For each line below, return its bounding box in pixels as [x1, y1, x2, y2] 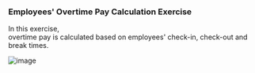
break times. [8, 41, 49, 50]
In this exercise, [8, 24, 59, 34]
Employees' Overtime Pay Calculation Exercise [8, 6, 192, 17]
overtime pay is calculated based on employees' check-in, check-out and [8, 32, 248, 42]
